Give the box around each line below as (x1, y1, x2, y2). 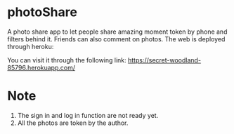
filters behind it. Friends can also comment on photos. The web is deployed (7, 34, 226, 43)
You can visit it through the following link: (7, 55, 126, 64)
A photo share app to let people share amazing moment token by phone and (7, 27, 228, 36)
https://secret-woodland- (127, 55, 202, 64)
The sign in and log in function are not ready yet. (17, 111, 159, 119)
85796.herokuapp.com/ (7, 63, 76, 72)
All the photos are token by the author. (17, 119, 129, 127)
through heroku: (7, 42, 54, 51)
